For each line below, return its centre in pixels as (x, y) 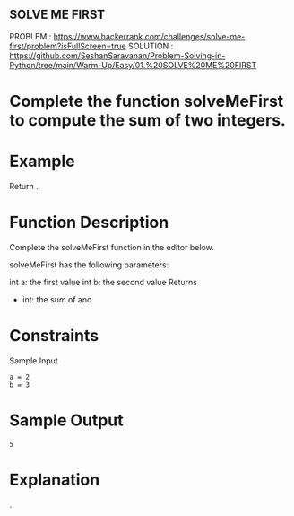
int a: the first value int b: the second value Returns (103, 282)
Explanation (55, 480)
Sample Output (66, 420)
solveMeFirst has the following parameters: (89, 265)
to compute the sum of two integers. (148, 120)
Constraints (54, 336)
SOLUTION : (151, 46)
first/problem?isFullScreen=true (68, 46)
